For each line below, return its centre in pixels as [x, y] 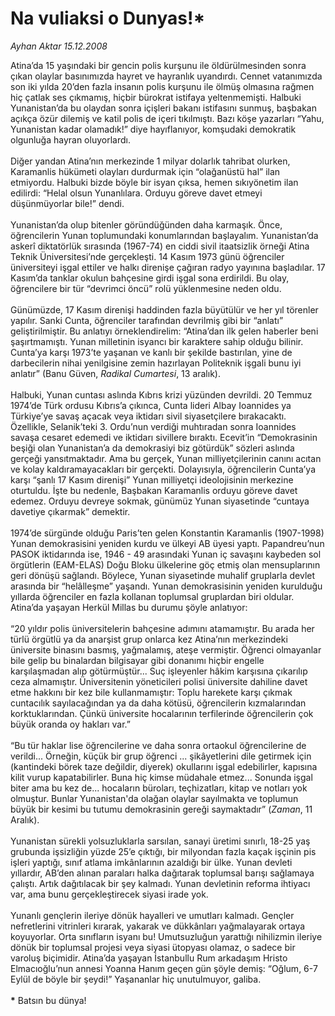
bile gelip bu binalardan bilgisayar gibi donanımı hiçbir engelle [137, 660]
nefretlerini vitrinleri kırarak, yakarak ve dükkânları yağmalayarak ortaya [158, 926]
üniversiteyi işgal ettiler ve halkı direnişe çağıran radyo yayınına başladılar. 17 [168, 267]
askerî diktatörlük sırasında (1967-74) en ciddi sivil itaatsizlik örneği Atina [160, 246]
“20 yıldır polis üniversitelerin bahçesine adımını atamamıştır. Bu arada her [162, 628]
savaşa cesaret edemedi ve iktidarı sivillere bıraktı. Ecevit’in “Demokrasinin [164, 437]
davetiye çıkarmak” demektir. [70, 511]
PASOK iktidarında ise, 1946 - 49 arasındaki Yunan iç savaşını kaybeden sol [166, 554]
